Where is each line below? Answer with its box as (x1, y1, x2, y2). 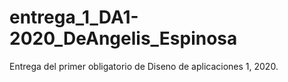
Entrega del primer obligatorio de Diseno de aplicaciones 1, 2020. (9, 60, 279, 72)
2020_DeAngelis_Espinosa (9, 27, 238, 50)
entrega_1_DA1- (9, 6, 139, 29)
